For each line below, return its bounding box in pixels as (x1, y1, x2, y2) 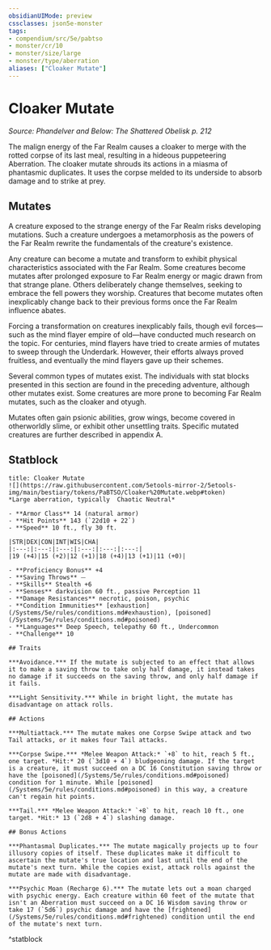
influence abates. (8, 305, 66, 315)
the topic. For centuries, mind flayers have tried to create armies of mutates (8, 338, 260, 348)
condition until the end (171, 913, 255, 922)
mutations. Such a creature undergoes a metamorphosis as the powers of (8, 230, 254, 239)
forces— (234, 321, 263, 331)
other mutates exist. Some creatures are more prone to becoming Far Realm (8, 388, 261, 398)
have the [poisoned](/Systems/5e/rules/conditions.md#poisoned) (8, 771, 230, 780)
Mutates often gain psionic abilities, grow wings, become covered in (8, 412, 235, 422)
